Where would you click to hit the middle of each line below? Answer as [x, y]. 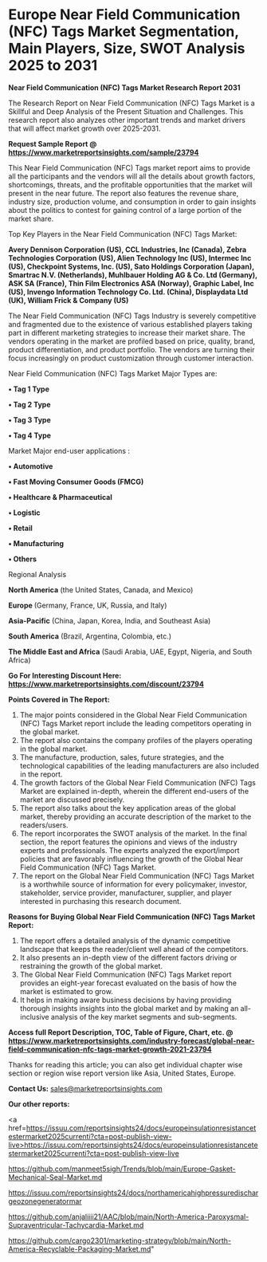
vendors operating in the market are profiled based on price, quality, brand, [132, 341]
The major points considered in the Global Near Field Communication [133, 714]
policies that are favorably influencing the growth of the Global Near [131, 859]
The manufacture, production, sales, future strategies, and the [122, 757]
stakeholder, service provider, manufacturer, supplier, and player [126, 892]
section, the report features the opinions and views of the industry [128, 842]
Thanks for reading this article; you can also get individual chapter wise [126, 1064]
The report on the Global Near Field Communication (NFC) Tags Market [137, 875]
